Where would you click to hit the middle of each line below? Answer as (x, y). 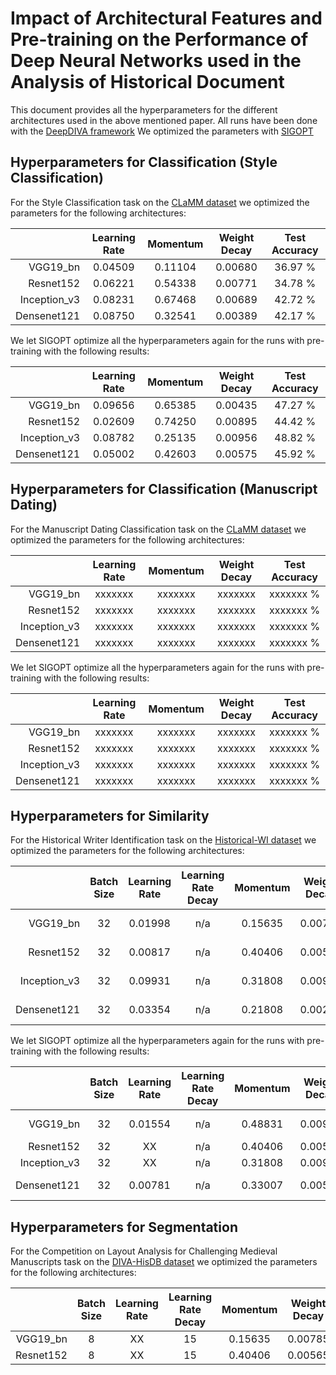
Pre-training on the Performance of (159, 39)
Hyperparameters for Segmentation (124, 1227)
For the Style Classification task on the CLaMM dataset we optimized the (160, 202)
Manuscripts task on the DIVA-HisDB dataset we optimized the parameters (164, 1262)
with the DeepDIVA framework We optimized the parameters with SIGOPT (162, 131)
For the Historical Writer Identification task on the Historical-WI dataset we (163, 840)
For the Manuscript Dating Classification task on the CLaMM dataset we (158, 529)
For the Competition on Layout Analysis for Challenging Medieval (144, 1251)
